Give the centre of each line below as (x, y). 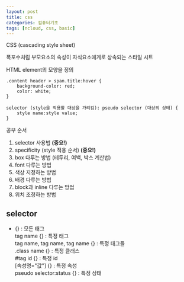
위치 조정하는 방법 (35, 195)
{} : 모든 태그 (30, 229)
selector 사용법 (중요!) (41, 143)
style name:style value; (47, 113)
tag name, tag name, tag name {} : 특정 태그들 (70, 243)
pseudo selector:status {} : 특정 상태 (58, 273)
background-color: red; (46, 86)
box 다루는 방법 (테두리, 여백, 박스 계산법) (63, 158)
